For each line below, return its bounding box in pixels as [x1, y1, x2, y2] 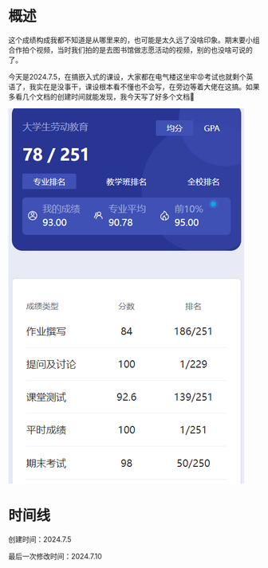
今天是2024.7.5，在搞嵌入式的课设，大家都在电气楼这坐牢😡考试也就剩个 [8, 72, 247, 81]
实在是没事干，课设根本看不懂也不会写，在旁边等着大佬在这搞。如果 [35, 81, 260, 92]
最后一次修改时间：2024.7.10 [8, 551, 102, 561]
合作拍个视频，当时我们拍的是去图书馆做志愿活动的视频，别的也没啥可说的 [8, 45, 253, 54]
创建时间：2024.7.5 [8, 535, 72, 544]
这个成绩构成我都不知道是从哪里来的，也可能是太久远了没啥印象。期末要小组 [8, 35, 260, 45]
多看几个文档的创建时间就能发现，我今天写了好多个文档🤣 [8, 92, 195, 101]
